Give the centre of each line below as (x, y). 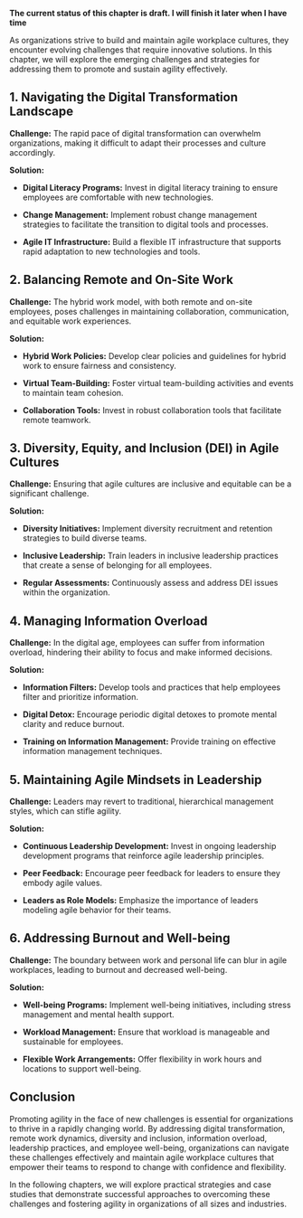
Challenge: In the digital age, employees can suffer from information (137, 643)
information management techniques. (92, 751)
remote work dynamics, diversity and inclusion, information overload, (138, 1138)
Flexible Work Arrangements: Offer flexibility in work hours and (142, 1059)
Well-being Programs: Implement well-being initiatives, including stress (156, 1005)
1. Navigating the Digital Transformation (123, 97)
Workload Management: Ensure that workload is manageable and (146, 1032)
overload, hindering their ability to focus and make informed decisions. (141, 652)
